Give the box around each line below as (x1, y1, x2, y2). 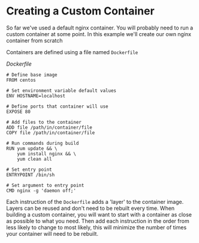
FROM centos (6, 77, 36, 83)
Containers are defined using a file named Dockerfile (6, 48, 138, 55)
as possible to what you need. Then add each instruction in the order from (6, 217, 190, 224)
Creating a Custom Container (6, 4, 155, 18)
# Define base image (6, 72, 58, 78)
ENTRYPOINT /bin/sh (6, 171, 55, 178)
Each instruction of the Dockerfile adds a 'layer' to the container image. (6, 198, 184, 205)
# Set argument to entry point (6, 182, 85, 188)
